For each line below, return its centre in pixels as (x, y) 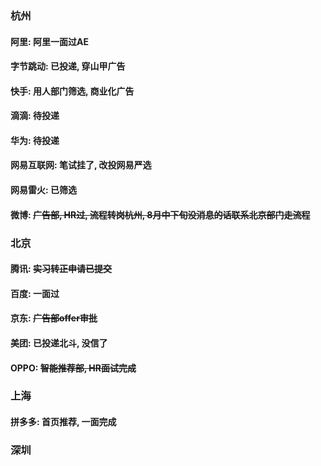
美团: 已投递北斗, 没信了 (59, 343)
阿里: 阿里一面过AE (49, 41)
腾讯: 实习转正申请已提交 (61, 269)
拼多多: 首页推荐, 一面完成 (63, 422)
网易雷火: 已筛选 (43, 190)
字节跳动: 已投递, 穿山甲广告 (68, 66)
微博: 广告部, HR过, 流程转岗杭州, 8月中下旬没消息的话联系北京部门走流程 (160, 214)
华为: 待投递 (35, 140)
